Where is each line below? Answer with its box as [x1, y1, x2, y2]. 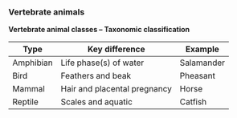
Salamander [179, 57, 226, 68]
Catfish [179, 96, 207, 108]
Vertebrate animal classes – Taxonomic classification [8, 25, 190, 35]
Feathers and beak [60, 71, 131, 82]
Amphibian [12, 57, 54, 68]
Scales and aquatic [60, 96, 133, 108]
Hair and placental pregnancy [60, 83, 173, 95]
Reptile [12, 96, 39, 108]
